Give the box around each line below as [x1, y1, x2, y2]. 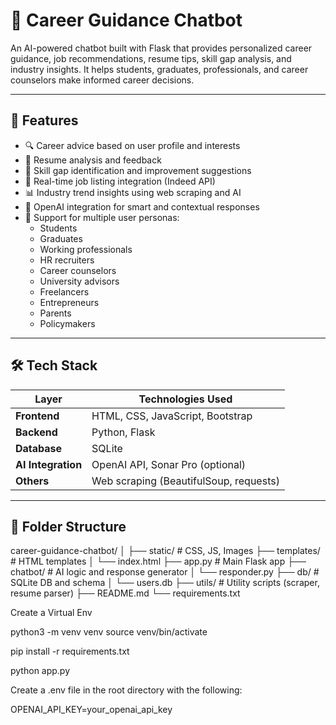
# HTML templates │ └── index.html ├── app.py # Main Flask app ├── [10, 555, 307, 568]
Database [15, 441, 63, 455]
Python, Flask [91, 425, 156, 439]
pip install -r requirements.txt [10, 645, 130, 658]
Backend [15, 425, 58, 439]
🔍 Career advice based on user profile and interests [24, 139, 241, 151]
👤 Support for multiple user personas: [24, 211, 180, 223]
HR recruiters [39, 254, 95, 266]
